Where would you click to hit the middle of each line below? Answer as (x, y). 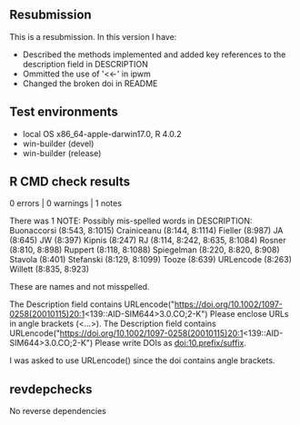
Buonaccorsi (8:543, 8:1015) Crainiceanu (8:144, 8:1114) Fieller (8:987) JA (146, 231)
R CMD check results (70, 182)
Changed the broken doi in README (90, 83)
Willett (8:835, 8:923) (49, 269)
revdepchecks (51, 389)
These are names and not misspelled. (80, 287)
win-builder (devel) (58, 143)
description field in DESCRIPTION (85, 64)
